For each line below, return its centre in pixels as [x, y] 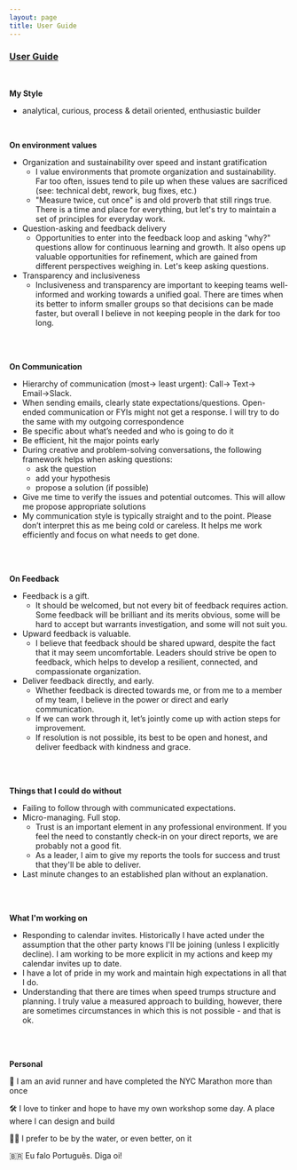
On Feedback [34, 578]
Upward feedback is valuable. [76, 633]
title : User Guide [43, 26]
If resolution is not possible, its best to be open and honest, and [151, 737]
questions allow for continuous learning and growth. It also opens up [160, 247]
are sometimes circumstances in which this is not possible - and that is [152, 1010]
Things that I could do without [66, 791]
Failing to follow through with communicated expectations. [129, 808]
